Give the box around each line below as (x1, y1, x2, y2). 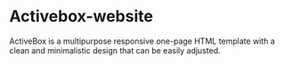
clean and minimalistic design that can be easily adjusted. (9, 45, 221, 55)
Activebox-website (9, 6, 154, 27)
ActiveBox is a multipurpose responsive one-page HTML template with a (9, 36, 276, 46)
